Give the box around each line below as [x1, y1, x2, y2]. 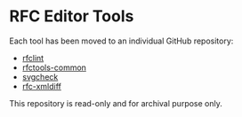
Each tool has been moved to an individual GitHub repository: [9, 35, 234, 46]
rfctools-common [21, 62, 87, 73]
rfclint [21, 52, 44, 63]
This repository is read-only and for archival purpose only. [9, 97, 222, 108]
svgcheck [21, 71, 59, 82]
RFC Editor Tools [9, 6, 134, 27]
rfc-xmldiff [21, 81, 62, 91]
